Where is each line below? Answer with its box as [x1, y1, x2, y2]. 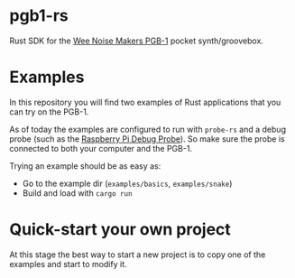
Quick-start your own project [9, 219, 232, 240]
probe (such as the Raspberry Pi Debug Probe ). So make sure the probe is [9, 133, 286, 144]
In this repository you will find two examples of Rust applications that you [9, 97, 281, 107]
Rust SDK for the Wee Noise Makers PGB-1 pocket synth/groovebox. [9, 35, 264, 46]
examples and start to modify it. [9, 258, 128, 269]
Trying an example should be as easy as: [9, 160, 161, 171]
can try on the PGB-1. [9, 106, 89, 117]
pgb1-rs [9, 5, 69, 26]
